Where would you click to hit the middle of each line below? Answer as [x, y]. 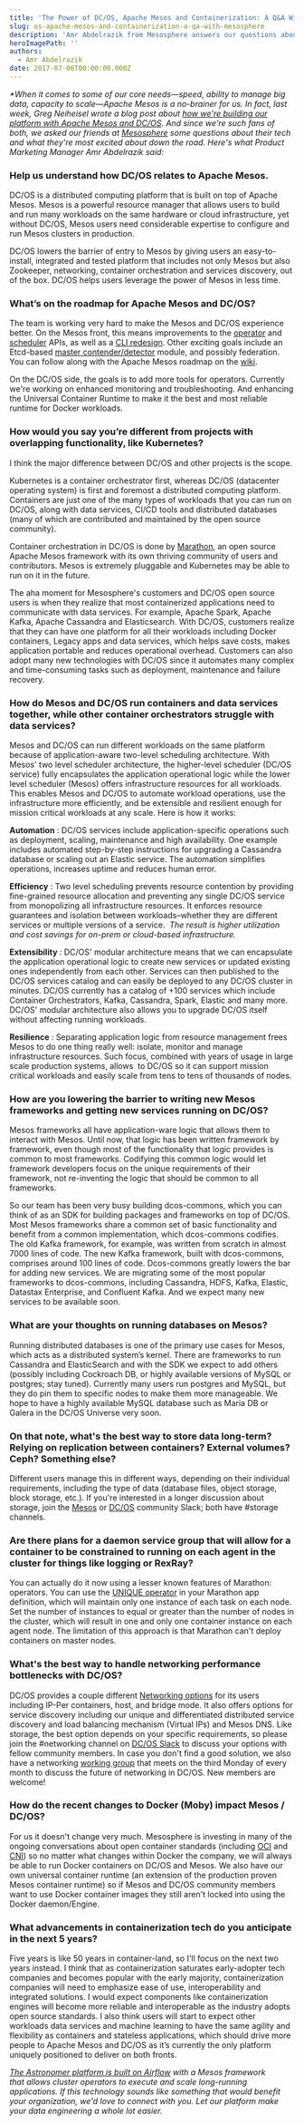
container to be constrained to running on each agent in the [142, 1551]
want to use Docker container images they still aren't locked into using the [147, 1894]
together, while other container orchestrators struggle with [142, 714]
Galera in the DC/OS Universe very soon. [85, 1412]
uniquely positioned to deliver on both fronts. [93, 2055]
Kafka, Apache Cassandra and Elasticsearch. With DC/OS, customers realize [152, 621]
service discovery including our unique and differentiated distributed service [152, 1714]
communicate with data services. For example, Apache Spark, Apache [140, 612]
